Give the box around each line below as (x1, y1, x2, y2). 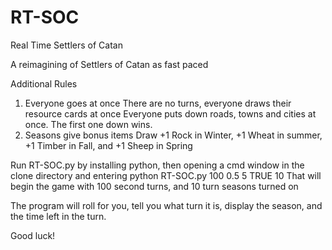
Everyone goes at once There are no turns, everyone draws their (24, 97, 292, 109)
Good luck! (10, 229, 56, 241)
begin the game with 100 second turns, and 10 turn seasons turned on (10, 180, 299, 192)
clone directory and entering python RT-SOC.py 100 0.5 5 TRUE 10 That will (10, 169, 322, 181)
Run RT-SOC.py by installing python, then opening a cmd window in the (10, 159, 305, 171)
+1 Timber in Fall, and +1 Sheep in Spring (24, 139, 193, 151)
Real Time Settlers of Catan (10, 39, 123, 51)
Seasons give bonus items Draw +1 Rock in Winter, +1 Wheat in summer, (24, 129, 323, 141)
